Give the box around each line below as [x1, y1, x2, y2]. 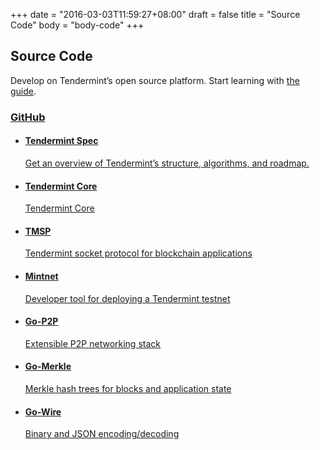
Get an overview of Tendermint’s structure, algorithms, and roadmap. [24, 157, 310, 169]
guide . [10, 85, 37, 97]
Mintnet [24, 270, 59, 282]
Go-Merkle [24, 360, 72, 373]
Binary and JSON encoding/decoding [24, 428, 180, 440]
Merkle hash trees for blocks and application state [24, 382, 232, 394]
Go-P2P [24, 315, 59, 328]
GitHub [10, 110, 46, 124]
